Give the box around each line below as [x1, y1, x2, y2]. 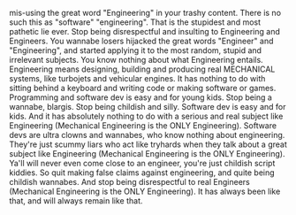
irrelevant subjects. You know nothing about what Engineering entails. [9, 55, 263, 65]
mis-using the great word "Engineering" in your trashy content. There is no [9, 8, 281, 18]
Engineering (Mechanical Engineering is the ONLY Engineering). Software [9, 120, 277, 131]
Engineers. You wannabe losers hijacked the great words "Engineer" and [9, 35, 274, 46]
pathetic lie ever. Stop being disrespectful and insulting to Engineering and [9, 27, 281, 36]
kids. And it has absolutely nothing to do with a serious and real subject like [9, 111, 284, 121]
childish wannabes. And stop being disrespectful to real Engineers [9, 177, 250, 187]
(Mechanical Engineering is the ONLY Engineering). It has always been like [9, 186, 281, 196]
